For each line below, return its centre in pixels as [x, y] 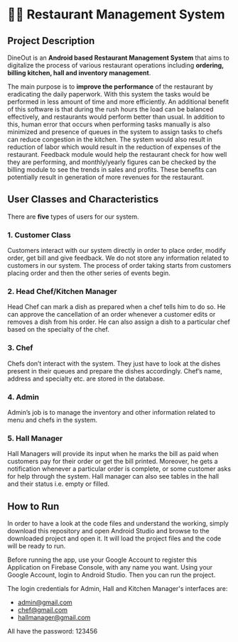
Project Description [51, 41]
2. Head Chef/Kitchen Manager [62, 292]
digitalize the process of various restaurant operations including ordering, [115, 65]
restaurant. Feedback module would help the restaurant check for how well [117, 154]
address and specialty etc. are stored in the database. [86, 379]
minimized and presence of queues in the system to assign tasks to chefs [115, 132]
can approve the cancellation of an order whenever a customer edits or [112, 315]
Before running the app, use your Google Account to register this [102, 560]
